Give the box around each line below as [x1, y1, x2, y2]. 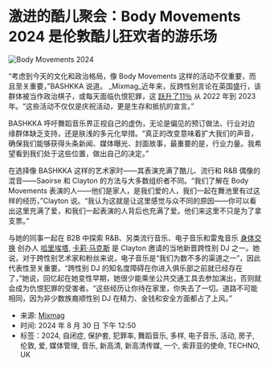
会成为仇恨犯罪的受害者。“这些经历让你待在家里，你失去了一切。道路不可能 [8, 283, 259, 293]
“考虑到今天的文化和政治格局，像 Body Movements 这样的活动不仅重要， [8, 71, 250, 80]
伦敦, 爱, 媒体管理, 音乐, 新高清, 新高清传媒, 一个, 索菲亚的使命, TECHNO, [19, 340, 260, 350]
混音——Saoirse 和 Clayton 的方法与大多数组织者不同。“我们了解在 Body [8, 175, 249, 185]
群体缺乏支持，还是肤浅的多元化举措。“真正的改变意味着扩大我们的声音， [14, 128, 259, 138]
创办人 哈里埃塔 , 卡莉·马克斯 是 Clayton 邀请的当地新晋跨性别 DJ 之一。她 [17, 243, 260, 253]
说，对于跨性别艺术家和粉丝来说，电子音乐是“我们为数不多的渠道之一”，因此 [8, 253, 261, 262]
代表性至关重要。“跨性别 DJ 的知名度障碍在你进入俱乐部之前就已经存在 [8, 263, 243, 273]
